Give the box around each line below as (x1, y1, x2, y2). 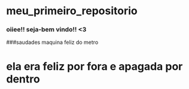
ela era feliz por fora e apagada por (6, 59, 183, 73)
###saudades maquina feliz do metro (6, 39, 99, 46)
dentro (6, 72, 40, 85)
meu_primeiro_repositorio (6, 4, 138, 18)
